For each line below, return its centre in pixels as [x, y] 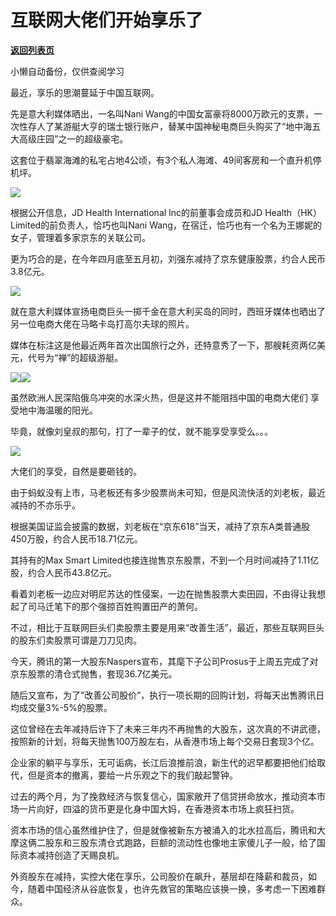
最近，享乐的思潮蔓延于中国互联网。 [85, 92]
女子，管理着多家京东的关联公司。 [80, 237]
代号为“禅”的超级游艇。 [75, 357]
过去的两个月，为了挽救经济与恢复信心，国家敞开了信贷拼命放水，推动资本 [163, 796]
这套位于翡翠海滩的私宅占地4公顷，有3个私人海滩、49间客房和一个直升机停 [166, 160]
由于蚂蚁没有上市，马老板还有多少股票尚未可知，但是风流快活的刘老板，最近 [168, 492]
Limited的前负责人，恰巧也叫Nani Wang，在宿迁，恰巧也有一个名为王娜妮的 [166, 225]
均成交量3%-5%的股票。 [61, 707]
